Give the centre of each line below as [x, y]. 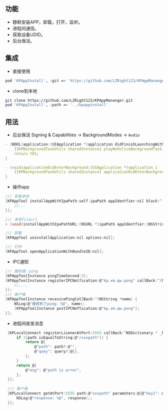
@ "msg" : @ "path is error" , [53, 370]
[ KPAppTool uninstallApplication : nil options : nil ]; [60, 238]
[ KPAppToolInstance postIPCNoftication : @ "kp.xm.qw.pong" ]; [77, 308]
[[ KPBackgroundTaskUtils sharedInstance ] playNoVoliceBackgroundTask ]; [90, 149]
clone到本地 [25, 91]
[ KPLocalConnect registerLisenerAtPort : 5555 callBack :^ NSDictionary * [82, 333]
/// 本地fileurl [21, 220]
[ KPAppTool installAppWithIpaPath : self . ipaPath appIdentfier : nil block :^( [85, 201]
